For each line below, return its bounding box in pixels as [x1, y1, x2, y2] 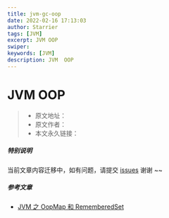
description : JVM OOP [7, 57, 74, 64]
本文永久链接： [35, 129, 79, 137]
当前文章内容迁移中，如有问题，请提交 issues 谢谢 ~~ [7, 166, 163, 174]
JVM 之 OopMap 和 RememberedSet [17, 202, 125, 211]
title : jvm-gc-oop [7, 10, 61, 18]
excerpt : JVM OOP [7, 37, 58, 44]
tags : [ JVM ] [7, 30, 42, 38]
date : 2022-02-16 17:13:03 [7, 17, 87, 24]
